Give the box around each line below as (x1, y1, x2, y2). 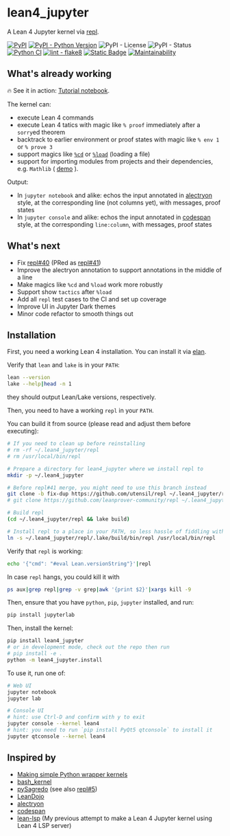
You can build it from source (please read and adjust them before (7, 420, 191, 428)
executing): (7, 427, 39, 436)
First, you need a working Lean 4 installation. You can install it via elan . (7, 348, 207, 356)
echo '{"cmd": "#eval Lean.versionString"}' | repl (7, 560, 152, 567)
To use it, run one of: (7, 668, 66, 677)
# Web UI (7, 682, 32, 689)
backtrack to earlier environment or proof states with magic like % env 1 (16, 135, 220, 144)
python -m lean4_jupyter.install (7, 656, 103, 664)
